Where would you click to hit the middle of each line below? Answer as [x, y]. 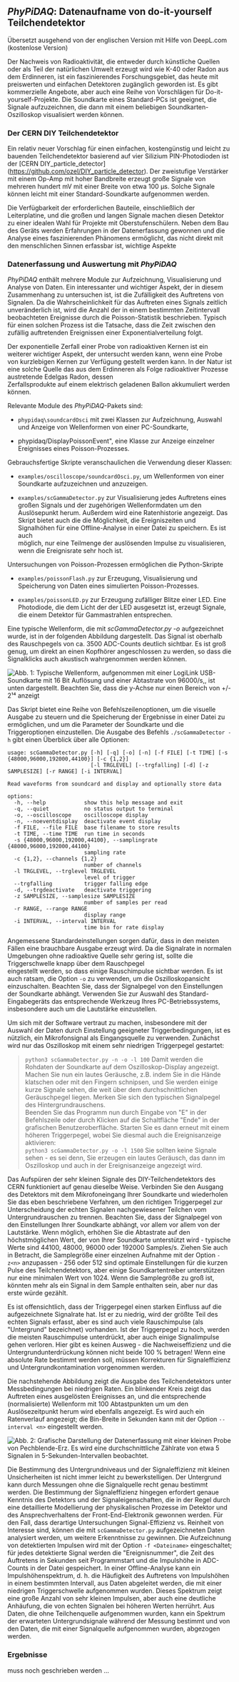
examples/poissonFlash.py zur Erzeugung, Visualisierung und [107, 578]
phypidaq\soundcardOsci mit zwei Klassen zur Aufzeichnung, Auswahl [120, 419]
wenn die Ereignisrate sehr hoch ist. [70, 551]
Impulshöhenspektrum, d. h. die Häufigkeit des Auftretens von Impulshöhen [118, 1576]
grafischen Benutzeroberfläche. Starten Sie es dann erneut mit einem [127, 1128]
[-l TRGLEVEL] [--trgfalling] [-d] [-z [149, 765]
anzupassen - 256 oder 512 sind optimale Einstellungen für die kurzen [125, 1263]
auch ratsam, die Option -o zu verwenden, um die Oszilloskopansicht [109, 979]
